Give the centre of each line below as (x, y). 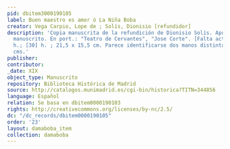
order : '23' (24, 122)
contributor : (26, 65)
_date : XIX (23, 71)
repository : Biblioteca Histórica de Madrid (72, 84)
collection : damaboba (38, 135)
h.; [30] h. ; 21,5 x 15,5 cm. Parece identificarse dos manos (105, 45)
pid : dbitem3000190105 (39, 13)
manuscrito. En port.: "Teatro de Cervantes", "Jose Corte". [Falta (113, 39)
